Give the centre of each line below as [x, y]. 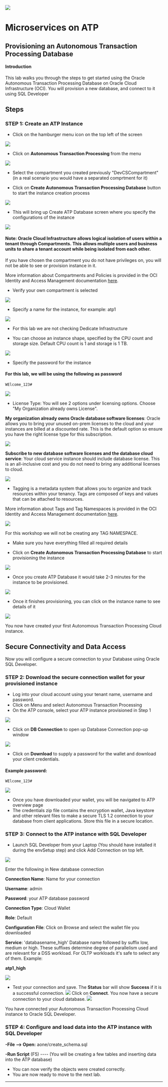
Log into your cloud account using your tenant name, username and [82, 694]
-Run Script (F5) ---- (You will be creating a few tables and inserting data [81, 1054]
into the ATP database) [29, 1059]
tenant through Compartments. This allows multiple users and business [81, 244]
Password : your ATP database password [47, 898]
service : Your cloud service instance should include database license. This [82, 459]
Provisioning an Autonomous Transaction [71, 46]
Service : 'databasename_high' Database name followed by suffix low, [77, 943]
